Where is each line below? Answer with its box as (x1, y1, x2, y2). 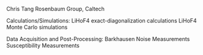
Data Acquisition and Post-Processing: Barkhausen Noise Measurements (6, 35, 190, 42)
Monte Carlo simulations (6, 24, 68, 31)
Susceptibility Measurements (6, 42, 79, 49)
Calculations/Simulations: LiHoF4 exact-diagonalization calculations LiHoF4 (6, 17, 197, 24)
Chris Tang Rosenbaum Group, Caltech (6, 5, 105, 12)
